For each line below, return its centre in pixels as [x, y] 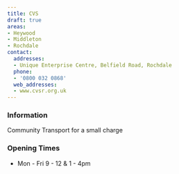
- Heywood [22, 33]
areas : [17, 26]
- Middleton [24, 40]
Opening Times [34, 148]
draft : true [24, 20]
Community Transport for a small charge [65, 130]
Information [27, 115]
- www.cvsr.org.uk [40, 91]
